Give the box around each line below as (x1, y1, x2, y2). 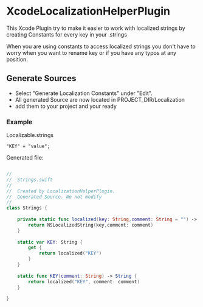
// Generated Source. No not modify (6, 194, 102, 200)
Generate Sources (6, 73, 77, 83)
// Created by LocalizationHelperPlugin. (6, 188, 115, 194)
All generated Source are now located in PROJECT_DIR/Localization (15, 96, 185, 103)
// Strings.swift (6, 177, 53, 183)
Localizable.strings (6, 132, 53, 139)
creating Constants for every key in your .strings (6, 30, 128, 38)
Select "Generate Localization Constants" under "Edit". (15, 90, 153, 97)
